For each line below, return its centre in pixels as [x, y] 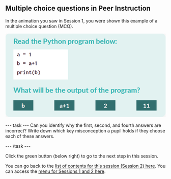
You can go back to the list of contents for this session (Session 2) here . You [85, 166]
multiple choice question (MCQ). [39, 26]
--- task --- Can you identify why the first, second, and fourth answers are [83, 125]
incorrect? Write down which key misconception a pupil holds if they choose [85, 131]
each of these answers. [30, 136]
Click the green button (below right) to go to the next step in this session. [82, 156]
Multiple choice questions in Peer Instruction [78, 8]
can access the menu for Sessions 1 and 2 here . [55, 171]
